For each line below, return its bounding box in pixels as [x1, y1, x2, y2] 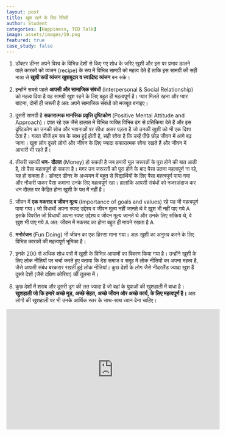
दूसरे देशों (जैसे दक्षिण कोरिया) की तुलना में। [15, 270, 99, 278]
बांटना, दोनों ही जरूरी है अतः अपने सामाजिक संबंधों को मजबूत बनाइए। [15, 99, 149, 107]
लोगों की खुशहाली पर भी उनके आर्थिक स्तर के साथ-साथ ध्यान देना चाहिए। [15, 296, 157, 304]
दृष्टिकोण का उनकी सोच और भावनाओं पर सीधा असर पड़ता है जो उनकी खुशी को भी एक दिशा [15, 125, 191, 133]
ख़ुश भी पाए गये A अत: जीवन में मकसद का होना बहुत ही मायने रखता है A [15, 218, 154, 226]
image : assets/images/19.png [6, 32, 80, 38]
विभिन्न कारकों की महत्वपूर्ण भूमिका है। [15, 238, 87, 245]
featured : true [6, 37, 45, 43]
